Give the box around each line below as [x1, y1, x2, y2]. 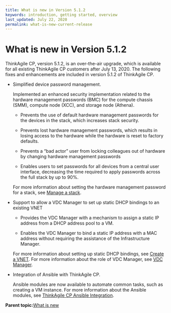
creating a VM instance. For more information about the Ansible [12, 287, 146, 293]
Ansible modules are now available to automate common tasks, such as [12, 281, 163, 287]
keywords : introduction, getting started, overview [5, 12, 117, 17]
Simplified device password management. [12, 81, 101, 87]
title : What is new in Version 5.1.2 [5, 7, 86, 13]
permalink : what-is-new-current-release [5, 21, 93, 27]
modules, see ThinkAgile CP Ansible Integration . [12, 292, 114, 299]
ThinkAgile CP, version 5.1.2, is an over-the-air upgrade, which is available [5, 61, 161, 67]
